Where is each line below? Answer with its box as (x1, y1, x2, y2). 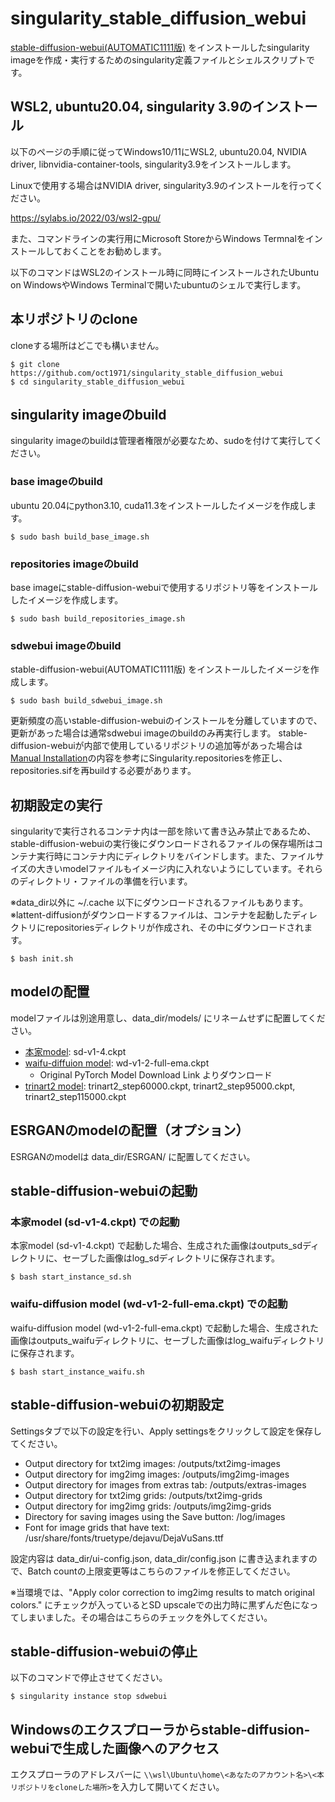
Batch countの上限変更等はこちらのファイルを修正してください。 (27, 1565, 296, 1577)
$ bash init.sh (10, 954, 74, 964)
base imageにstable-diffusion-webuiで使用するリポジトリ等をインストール (10, 581, 319, 593)
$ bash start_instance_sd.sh (10, 1272, 132, 1282)
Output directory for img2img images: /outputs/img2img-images (24, 1468, 290, 1480)
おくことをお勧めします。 (62, 245, 167, 257)
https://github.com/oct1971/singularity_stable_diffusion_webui (10, 368, 284, 378)
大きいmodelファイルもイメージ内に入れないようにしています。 (36, 863, 297, 875)
